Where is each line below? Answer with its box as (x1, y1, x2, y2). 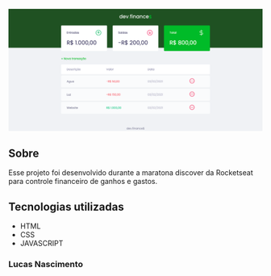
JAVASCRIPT (19, 239, 64, 249)
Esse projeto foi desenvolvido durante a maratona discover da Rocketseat (8, 168, 253, 178)
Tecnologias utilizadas (8, 199, 124, 214)
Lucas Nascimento (8, 259, 83, 270)
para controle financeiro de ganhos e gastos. (8, 177, 158, 186)
